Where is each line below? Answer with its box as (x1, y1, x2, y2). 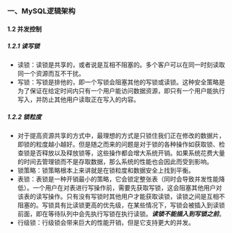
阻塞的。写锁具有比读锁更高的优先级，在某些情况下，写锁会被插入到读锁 (17, 201, 225, 209)
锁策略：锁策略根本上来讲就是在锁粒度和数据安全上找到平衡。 (17, 166, 195, 175)
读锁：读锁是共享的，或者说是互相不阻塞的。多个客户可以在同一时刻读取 (17, 61, 225, 69)
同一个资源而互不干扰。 (17, 70, 85, 78)
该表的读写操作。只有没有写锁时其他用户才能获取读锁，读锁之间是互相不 (17, 193, 225, 201)
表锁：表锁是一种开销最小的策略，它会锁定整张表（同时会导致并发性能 (17, 175, 219, 184)
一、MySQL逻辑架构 (7, 6, 76, 15)
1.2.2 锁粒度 (7, 113, 42, 121)
